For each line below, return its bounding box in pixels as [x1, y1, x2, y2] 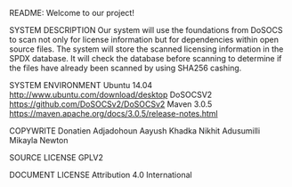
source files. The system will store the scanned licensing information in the [9, 44, 284, 54]
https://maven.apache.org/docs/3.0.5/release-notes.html [9, 109, 218, 118]
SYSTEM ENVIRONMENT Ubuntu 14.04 [9, 80, 153, 90]
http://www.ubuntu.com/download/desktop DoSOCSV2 [9, 89, 213, 100]
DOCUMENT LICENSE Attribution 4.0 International [9, 169, 193, 180]
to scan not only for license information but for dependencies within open [9, 35, 279, 45]
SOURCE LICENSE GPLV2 [9, 152, 104, 163]
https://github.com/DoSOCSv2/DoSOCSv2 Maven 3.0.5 [9, 99, 213, 110]
